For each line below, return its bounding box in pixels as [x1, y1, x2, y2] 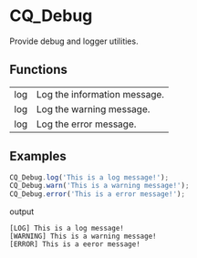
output [9, 206, 35, 217]
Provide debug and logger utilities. [9, 36, 139, 46]
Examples [9, 149, 67, 164]
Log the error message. [36, 118, 137, 130]
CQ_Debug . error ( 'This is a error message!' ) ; [9, 190, 185, 199]
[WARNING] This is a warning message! [9, 232, 157, 242]
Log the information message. [36, 88, 165, 100]
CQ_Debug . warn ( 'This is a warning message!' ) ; [9, 181, 190, 191]
